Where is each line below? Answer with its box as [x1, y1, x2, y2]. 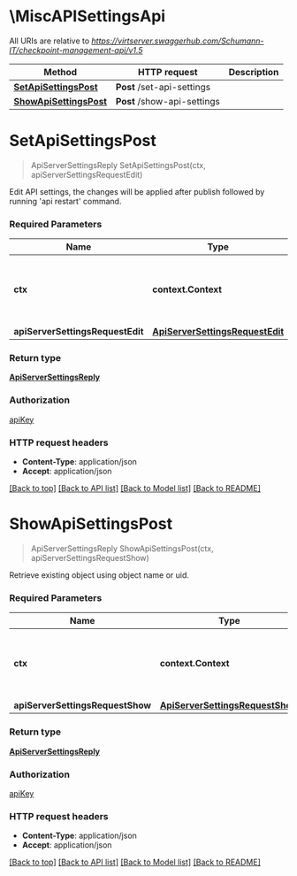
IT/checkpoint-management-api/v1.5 [9, 44, 143, 55]
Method [43, 65, 78, 78]
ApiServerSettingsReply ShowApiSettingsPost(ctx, [30, 543, 214, 554]
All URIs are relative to [9, 35, 90, 46]
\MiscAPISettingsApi [9, 6, 166, 27]
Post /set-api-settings [115, 81, 210, 93]
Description [228, 65, 279, 78]
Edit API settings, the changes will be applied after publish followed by [9, 186, 265, 196]
